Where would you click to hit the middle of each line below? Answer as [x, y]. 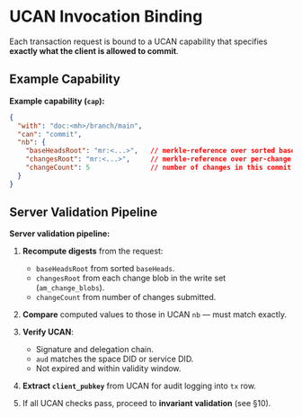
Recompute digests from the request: [93, 251]
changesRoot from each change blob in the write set [131, 278]
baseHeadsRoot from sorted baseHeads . [105, 269]
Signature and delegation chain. [95, 350]
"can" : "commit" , [50, 134]
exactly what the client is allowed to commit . [94, 50]
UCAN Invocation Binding [106, 17]
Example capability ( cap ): [57, 101]
